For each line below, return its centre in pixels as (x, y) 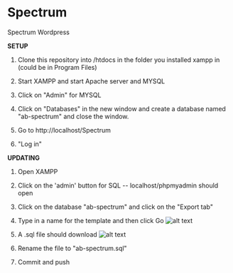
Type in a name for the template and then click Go (91, 220)
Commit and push (44, 262)
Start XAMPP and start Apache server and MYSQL (91, 81)
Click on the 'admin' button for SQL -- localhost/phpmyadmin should (118, 185)
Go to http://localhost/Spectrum (64, 130)
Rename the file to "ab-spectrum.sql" (72, 248)
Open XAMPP (38, 171)
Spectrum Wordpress (38, 32)
